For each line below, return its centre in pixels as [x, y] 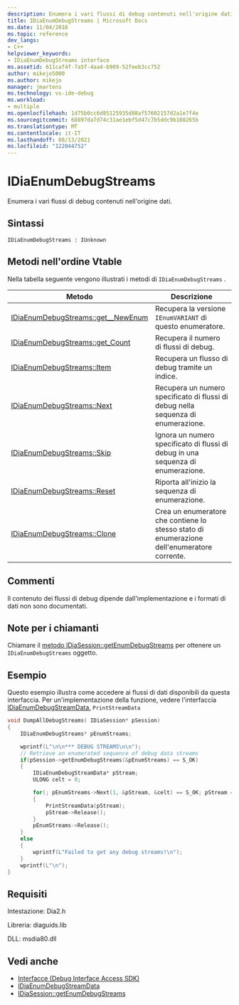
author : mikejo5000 [36, 73]
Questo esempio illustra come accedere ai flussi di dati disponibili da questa [119, 693]
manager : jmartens [34, 87]
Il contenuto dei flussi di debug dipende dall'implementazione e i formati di [117, 598]
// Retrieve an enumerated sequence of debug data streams [110, 753]
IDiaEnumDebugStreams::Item [61, 367]
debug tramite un [184, 367]
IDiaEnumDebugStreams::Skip [61, 453]
